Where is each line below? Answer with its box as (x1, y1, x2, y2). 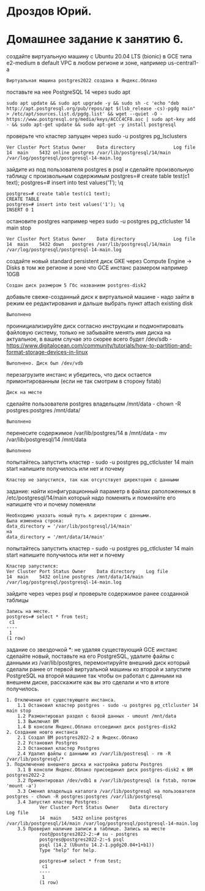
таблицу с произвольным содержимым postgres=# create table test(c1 (6, 172, 190, 180)
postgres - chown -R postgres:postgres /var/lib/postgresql (6, 793, 163, 800)
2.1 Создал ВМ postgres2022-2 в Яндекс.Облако (17, 735, 138, 741)
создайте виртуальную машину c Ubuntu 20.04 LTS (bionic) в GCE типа (6, 53, 192, 60)
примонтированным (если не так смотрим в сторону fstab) (6, 377, 162, 385)
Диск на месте (6, 390, 43, 396)
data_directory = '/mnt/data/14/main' (6, 534, 105, 541)
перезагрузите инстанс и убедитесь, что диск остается (6, 371, 152, 379)
